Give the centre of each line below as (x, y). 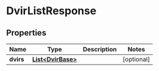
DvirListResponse (51, 11)
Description (100, 49)
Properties (26, 33)
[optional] (136, 59)
